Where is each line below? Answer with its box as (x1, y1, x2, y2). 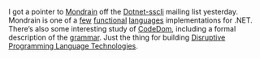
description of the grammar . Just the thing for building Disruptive (8, 32, 226, 42)
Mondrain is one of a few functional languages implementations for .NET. (8, 15, 253, 25)
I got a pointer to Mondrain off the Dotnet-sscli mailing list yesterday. (8, 7, 238, 16)
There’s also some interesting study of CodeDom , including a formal (8, 24, 236, 33)
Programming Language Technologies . (8, 41, 138, 51)
